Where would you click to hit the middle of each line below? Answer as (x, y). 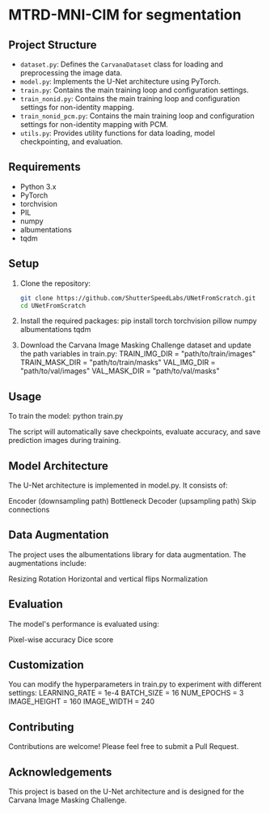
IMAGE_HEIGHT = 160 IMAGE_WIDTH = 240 (82, 701)
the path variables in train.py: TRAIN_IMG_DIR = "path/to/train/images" (138, 354)
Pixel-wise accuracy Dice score (61, 639)
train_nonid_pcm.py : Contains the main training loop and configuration (137, 116)
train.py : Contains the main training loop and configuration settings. (134, 90)
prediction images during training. (65, 441)
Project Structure (53, 45)
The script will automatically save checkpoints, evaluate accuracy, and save (135, 432)
